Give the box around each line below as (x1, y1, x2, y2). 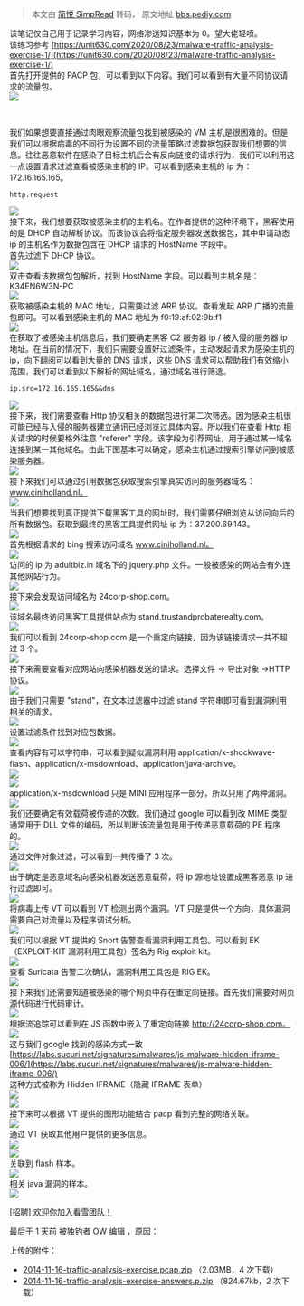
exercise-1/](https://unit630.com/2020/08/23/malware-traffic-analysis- (9, 50, 276, 60)
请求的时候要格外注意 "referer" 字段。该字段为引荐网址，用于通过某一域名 (16, 433, 292, 443)
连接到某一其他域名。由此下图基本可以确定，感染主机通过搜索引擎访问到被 (9, 444, 287, 455)
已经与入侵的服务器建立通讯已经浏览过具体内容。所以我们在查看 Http (24, 421, 282, 432)
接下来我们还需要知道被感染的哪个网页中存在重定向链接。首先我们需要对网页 (9, 987, 295, 998)
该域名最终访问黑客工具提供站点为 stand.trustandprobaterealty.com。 (9, 611, 270, 622)
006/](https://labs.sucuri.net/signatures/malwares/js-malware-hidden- (9, 1058, 273, 1069)
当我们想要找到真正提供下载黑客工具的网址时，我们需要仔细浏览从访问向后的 (9, 507, 295, 518)
